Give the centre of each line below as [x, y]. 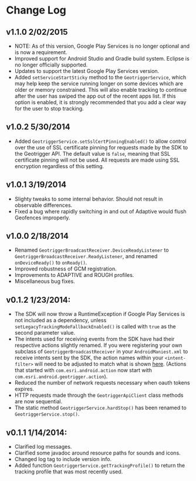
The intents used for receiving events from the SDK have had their [94, 339]
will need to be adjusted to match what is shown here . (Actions [110, 364]
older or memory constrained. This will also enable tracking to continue [101, 90]
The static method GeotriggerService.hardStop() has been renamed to [100, 408]
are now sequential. [38, 402]
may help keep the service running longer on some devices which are [99, 83]
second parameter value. [45, 333]
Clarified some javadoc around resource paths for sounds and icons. [97, 453]
